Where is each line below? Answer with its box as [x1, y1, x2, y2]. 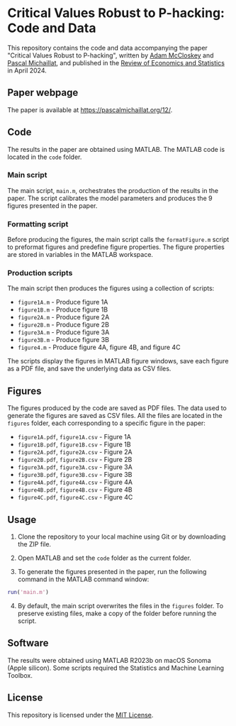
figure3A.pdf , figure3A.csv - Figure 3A [17, 463, 133, 471]
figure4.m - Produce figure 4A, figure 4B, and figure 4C [17, 343, 181, 352]
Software [7, 637, 49, 649]
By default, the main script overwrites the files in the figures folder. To [17, 601, 224, 610]
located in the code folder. [7, 153, 82, 161]
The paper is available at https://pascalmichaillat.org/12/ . [7, 105, 173, 114]
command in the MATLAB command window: [17, 575, 150, 583]
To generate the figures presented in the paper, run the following [17, 568, 207, 576]
